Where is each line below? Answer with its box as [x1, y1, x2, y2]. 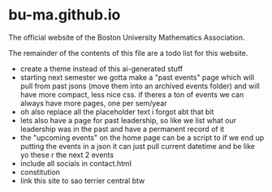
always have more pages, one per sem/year [19, 98, 168, 108]
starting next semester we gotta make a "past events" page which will [19, 72, 254, 82]
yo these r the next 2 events [19, 150, 114, 160]
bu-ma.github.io [8, 6, 121, 24]
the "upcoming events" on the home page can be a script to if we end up [19, 132, 265, 143]
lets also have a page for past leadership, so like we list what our [19, 115, 237, 125]
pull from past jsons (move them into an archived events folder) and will [19, 81, 260, 91]
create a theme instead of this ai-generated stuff [19, 63, 183, 74]
